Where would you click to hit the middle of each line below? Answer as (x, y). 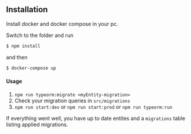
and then (17, 57)
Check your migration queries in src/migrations (72, 101)
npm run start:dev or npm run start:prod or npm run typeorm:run (93, 107)
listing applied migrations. (37, 124)
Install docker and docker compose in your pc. (62, 24)
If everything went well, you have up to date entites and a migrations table (96, 118)
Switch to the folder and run (40, 35)
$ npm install (23, 46)
